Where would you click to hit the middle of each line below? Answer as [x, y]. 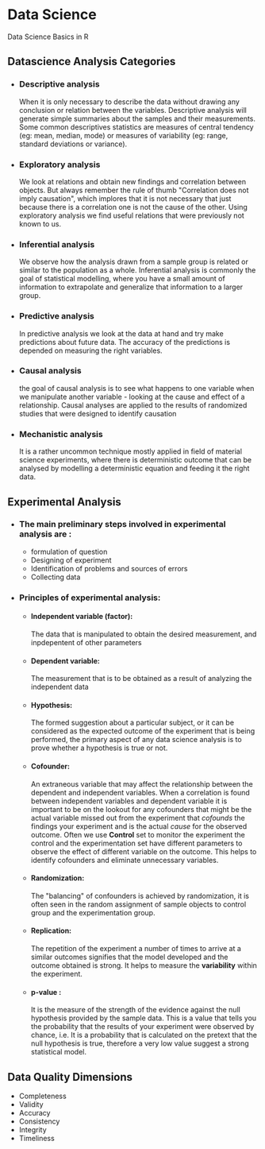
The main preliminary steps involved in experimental [122, 524]
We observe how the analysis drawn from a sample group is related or [134, 262]
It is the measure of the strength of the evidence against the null [136, 1010]
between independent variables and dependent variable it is [129, 801]
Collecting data [56, 577]
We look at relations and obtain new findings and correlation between [132, 181]
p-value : [46, 992]
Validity [31, 1104]
